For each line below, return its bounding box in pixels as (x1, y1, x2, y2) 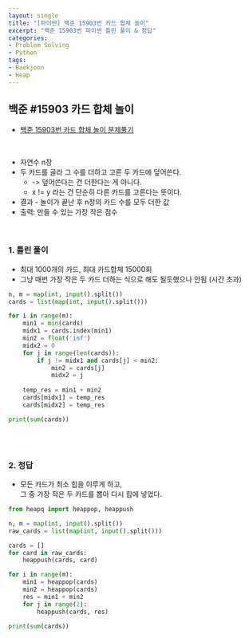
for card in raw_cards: (8, 549, 88, 557)
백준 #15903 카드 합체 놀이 (8, 103, 134, 116)
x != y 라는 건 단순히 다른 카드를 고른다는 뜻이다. (31, 187, 182, 197)
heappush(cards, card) (22, 556, 98, 565)
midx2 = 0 (22, 341, 56, 349)
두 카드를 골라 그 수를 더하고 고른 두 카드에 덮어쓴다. (19, 167, 182, 177)
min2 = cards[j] (50, 364, 105, 372)
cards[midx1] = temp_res (22, 394, 105, 402)
